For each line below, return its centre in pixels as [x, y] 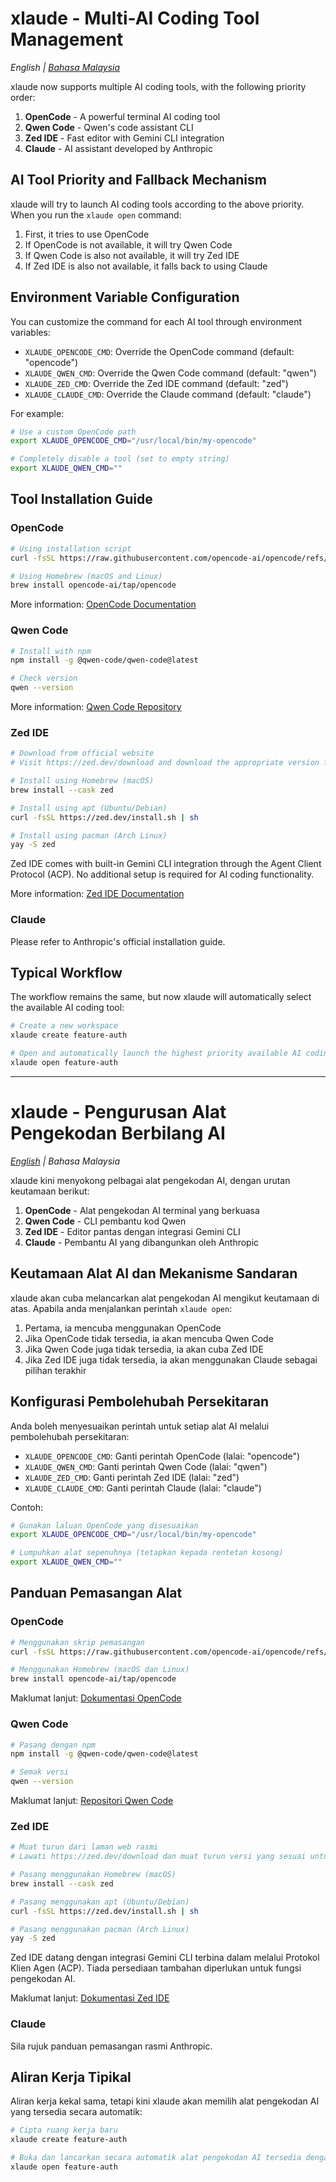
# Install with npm [51, 651]
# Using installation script [71, 548]
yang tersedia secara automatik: [76, 2112]
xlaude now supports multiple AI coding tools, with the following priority [158, 86]
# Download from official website [82, 753]
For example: [37, 413]
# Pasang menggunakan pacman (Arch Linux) [100, 1929]
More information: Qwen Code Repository [96, 707]
